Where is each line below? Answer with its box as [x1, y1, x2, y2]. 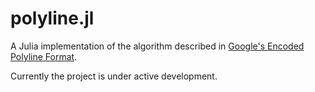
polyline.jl [10, 7, 95, 30]
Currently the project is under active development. [10, 70, 218, 82]
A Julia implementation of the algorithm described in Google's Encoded [10, 40, 305, 52]
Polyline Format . [10, 50, 78, 62]
